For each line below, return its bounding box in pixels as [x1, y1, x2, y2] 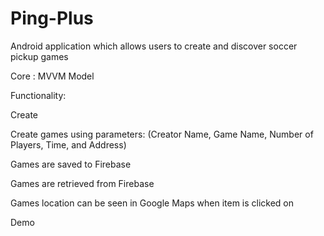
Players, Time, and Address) [10, 138, 127, 151]
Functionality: [10, 89, 67, 101]
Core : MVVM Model [10, 70, 95, 82]
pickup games [10, 50, 69, 62]
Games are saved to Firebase [10, 158, 132, 170]
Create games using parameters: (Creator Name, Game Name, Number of [10, 128, 314, 140]
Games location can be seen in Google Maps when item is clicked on [10, 197, 295, 209]
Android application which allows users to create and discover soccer [10, 40, 298, 52]
